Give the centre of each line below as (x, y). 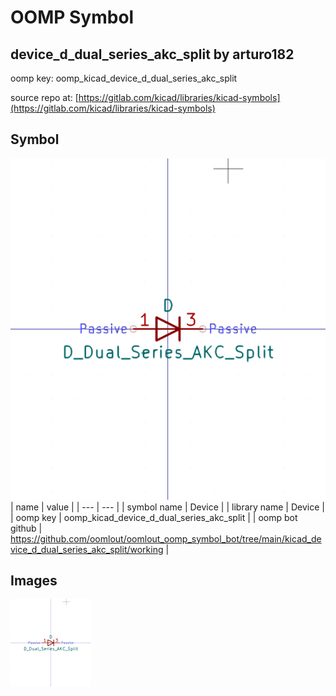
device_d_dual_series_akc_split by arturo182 (152, 54)
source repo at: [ (44, 97)
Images (34, 581)
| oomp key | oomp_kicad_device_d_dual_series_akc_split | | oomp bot (154, 517)
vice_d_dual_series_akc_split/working (87, 549)
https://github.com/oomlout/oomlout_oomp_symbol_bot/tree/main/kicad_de (166, 538)
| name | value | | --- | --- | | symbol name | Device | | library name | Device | (167, 507)
